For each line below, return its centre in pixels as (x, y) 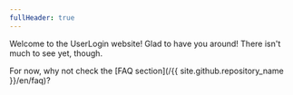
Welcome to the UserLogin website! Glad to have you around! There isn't (145, 43)
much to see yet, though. (56, 53)
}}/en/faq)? (30, 80)
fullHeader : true (42, 18)
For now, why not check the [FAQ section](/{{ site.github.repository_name (146, 71)
